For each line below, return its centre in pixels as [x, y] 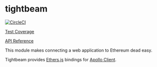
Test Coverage [20, 31]
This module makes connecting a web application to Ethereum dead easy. [79, 50]
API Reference [19, 41]
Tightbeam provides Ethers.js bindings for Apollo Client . [61, 59]
